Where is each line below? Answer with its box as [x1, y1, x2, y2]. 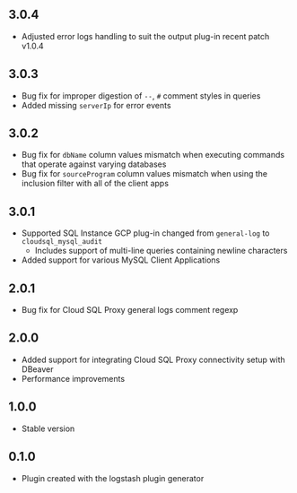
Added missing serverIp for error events [21, 99, 171, 110]
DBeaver [21, 363, 55, 375]
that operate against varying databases [21, 159, 167, 169]
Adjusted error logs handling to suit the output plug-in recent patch [21, 30, 270, 41]
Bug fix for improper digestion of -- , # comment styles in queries [21, 90, 261, 101]
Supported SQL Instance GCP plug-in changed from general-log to [21, 228, 270, 238]
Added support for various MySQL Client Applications [21, 255, 221, 265]
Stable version [21, 423, 75, 434]
